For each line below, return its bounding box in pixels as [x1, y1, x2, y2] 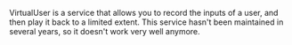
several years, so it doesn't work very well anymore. [9, 26, 200, 36]
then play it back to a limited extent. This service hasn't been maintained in [9, 17, 284, 27]
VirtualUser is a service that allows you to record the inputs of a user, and [9, 8, 279, 18]
